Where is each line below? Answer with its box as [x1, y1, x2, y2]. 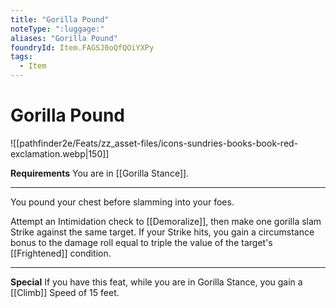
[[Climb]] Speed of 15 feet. [10, 286, 120, 298]
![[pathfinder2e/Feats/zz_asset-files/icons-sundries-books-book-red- [10, 137, 299, 149]
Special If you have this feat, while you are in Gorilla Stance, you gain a [10, 276, 303, 288]
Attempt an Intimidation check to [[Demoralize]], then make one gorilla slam [10, 215, 322, 227]
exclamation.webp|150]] [10, 147, 110, 160]
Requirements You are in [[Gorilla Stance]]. [10, 167, 190, 179]
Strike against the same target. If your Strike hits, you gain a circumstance [10, 226, 315, 238]
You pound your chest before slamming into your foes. [10, 196, 235, 208]
